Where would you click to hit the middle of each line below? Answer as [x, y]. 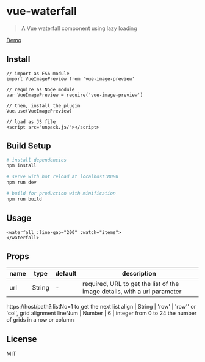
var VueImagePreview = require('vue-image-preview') [75, 95]
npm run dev [21, 183]
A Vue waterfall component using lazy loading [79, 28]
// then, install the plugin [43, 105]
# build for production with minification [61, 194]
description [139, 274]
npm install [21, 166]
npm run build [24, 199]
